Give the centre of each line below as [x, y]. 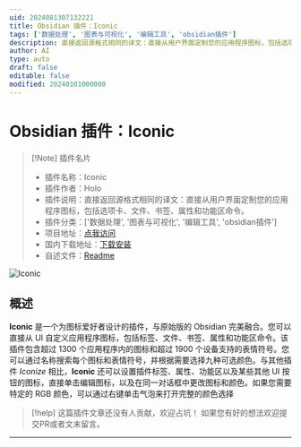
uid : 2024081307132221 [52, 17]
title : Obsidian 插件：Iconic [64, 26]
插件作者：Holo [73, 188]
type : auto [30, 59]
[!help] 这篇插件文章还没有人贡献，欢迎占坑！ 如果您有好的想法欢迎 [155, 413]
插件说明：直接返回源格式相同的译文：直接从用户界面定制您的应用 [166, 199]
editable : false [39, 76]
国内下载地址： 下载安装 [88, 244]
